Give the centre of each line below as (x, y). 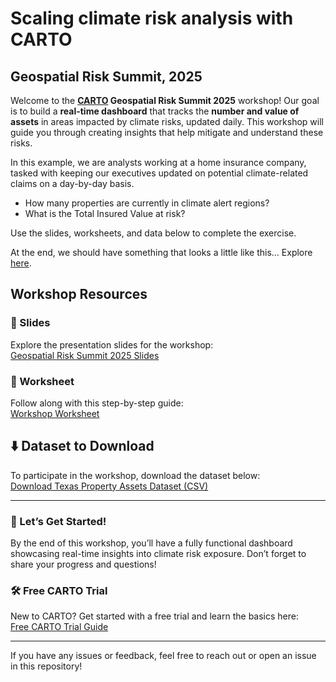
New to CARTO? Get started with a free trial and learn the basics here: (154, 616)
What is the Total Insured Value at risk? (105, 213)
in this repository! (46, 666)
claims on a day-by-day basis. (72, 183)
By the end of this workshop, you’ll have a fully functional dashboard (151, 543)
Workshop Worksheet (55, 413)
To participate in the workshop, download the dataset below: (135, 475)
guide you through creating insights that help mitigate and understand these (167, 132)
